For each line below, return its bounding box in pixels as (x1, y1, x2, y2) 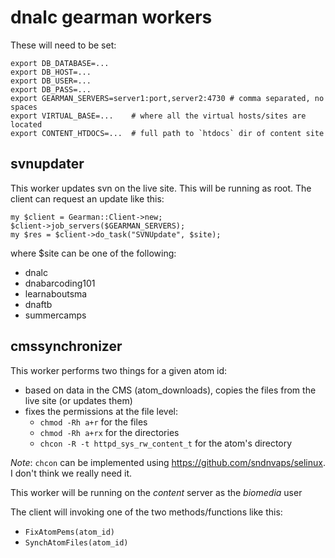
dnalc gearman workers (10, 6, 213, 29)
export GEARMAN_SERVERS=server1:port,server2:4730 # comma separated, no (10, 93, 325, 103)
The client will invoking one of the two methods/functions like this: (10, 506, 283, 518)
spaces (10, 102, 38, 112)
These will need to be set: (10, 39, 117, 51)
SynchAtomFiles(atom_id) (24, 537, 129, 548)
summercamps (24, 309, 87, 321)
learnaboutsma (24, 287, 88, 300)
